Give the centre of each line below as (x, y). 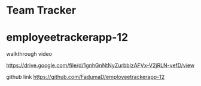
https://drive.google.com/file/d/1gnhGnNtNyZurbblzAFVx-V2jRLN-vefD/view (100, 65)
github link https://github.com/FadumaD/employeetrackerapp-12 (86, 77)
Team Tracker (41, 10)
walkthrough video (29, 54)
